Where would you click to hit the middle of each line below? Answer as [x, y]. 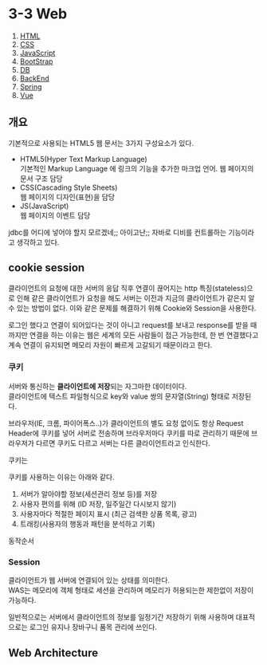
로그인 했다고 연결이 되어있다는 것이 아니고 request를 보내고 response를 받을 [128, 325]
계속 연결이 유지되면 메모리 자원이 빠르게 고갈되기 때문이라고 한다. [110, 344]
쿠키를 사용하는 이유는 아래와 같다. [61, 477]
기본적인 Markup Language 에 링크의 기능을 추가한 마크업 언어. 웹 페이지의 [137, 168]
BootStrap [36, 61]
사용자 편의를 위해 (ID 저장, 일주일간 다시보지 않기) [98, 504]
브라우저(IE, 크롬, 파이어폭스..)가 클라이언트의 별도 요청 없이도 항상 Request [126, 423]
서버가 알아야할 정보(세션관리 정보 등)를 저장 [88, 494]
